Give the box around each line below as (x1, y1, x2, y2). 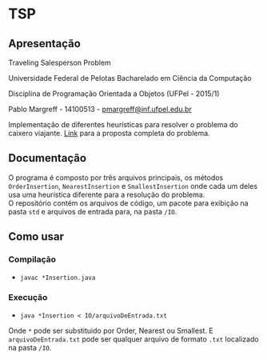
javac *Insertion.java (19, 274, 96, 282)
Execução (8, 292, 48, 303)
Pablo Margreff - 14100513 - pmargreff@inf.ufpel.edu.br (8, 105, 192, 114)
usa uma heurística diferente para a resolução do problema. (8, 190, 205, 199)
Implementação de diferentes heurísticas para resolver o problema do (8, 120, 238, 129)
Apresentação (8, 37, 82, 50)
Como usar (8, 230, 65, 244)
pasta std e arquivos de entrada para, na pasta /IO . (8, 206, 177, 216)
